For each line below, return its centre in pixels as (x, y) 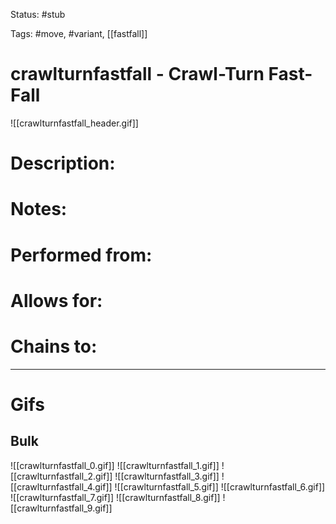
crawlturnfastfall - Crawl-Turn (137, 74)
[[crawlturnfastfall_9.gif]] (61, 508)
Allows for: (56, 300)
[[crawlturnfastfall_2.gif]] (61, 476)
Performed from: (81, 255)
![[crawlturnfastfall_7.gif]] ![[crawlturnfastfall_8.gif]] (115, 497)
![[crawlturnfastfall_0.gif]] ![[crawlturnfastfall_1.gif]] (115, 465)
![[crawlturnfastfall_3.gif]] (167, 476)
